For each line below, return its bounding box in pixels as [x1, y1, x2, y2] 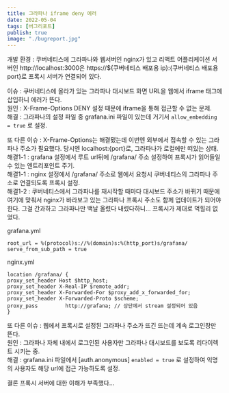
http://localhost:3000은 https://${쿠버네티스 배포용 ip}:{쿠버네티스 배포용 [19, 64, 219, 72]
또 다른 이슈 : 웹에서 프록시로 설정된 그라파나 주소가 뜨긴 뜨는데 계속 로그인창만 [7, 322, 217, 330]
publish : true [7, 29, 48, 36]
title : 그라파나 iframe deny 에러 [7, 10, 97, 17]
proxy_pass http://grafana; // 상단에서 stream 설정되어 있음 [7, 302, 198, 309]
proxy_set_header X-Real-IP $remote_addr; [7, 283, 130, 290]
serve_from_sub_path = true [7, 246, 87, 253]
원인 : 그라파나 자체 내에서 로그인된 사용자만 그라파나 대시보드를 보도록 [7, 339, 195, 347]
